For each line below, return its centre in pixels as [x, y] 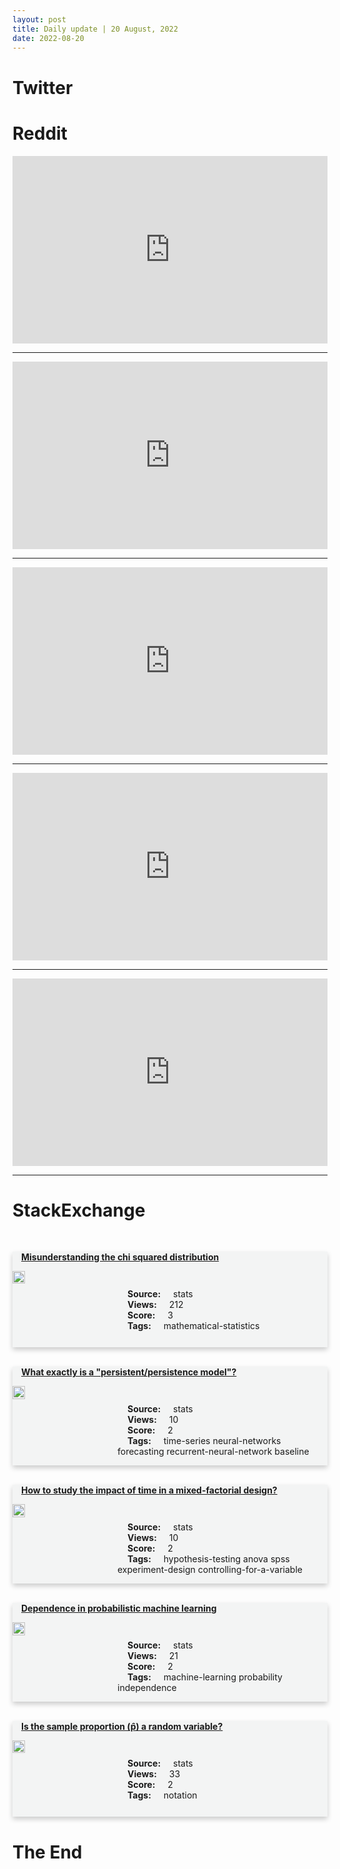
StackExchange [79, 1210]
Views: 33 [154, 1774]
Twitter [43, 87]
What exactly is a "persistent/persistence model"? [129, 1372]
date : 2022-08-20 [48, 38]
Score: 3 [150, 1315]
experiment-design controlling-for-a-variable [210, 1570]
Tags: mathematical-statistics [193, 1326]
